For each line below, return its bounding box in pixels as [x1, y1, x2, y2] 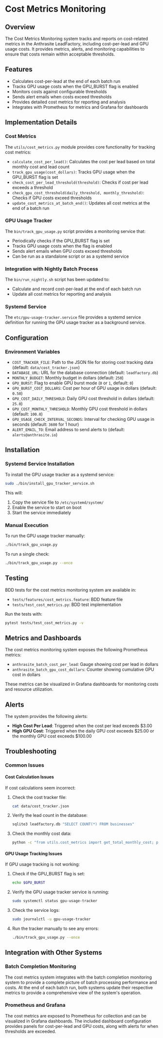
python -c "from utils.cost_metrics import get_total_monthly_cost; [12, 840, 154, 845]
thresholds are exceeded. [5, 1028, 56, 1034]
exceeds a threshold [12, 184, 54, 190]
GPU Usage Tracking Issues [5, 850, 62, 856]
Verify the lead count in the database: [12, 812, 88, 818]
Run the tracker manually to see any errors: [12, 925, 99, 931]
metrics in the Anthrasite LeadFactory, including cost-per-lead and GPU [5, 41, 149, 47]
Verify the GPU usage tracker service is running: [12, 889, 109, 895]
